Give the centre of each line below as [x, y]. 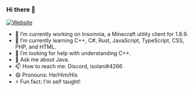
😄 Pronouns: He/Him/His [46, 75]
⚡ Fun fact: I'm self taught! [48, 82]
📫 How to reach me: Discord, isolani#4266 [69, 66]
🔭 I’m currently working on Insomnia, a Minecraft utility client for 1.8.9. [102, 34]
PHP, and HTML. [36, 47]
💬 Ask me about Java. [42, 60]
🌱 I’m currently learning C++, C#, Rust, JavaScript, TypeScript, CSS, [99, 41]
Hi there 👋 [21, 10]
